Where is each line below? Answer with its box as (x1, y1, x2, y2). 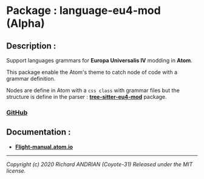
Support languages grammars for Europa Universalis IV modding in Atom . (6, 57, 192, 64)
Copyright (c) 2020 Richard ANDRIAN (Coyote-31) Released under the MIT (6, 160, 193, 167)
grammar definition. (6, 75, 56, 82)
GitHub (6, 108, 28, 117)
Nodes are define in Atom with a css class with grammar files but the (6, 87, 180, 94)
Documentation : (6, 127, 71, 137)
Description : (6, 41, 56, 51)
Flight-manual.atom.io (15, 143, 73, 150)
